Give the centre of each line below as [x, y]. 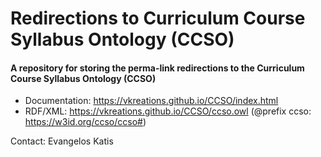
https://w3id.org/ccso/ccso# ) [85, 122]
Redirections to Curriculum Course [158, 18]
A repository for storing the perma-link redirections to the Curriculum [157, 68]
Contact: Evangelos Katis [62, 141]
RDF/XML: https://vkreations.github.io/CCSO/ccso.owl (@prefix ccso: [168, 111]
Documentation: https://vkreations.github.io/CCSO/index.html [151, 101]
